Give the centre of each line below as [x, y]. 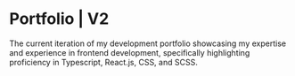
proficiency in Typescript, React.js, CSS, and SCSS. [103, 62]
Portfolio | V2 [59, 19]
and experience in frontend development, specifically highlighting [130, 52]
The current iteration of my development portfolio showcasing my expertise [148, 43]
